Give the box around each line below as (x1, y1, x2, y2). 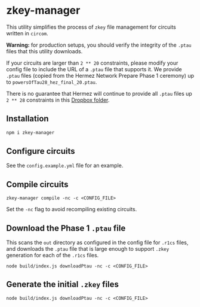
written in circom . (6, 29, 49, 37)
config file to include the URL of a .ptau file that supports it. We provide (6, 65, 182, 72)
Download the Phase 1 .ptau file (6, 223, 126, 233)
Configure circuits (6, 146, 76, 156)
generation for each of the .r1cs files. (6, 252, 99, 259)
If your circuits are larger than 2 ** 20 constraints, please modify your (6, 59, 179, 66)
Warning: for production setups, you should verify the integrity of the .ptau (6, 41, 192, 48)
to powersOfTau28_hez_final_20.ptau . (6, 78, 97, 86)
